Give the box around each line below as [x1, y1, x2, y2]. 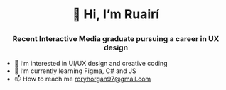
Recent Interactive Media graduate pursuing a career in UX [12, 34, 220, 44]
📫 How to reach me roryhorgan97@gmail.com [14, 74, 151, 83]
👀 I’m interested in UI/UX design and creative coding [14, 59, 168, 67]
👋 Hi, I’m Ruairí [72, 6, 160, 23]
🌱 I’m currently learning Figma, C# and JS [14, 67, 136, 75]
